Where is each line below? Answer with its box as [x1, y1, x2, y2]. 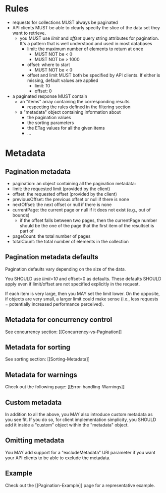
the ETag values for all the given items [27, 125, 105, 131]
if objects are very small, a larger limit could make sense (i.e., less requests [5, 296, 159, 302]
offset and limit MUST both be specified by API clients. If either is [27, 72, 160, 78]
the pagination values [27, 114, 71, 120]
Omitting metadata [5, 436, 64, 445]
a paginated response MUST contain [12, 93, 88, 99]
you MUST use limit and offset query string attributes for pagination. [19, 35, 160, 41]
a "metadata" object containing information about [19, 109, 121, 115]
